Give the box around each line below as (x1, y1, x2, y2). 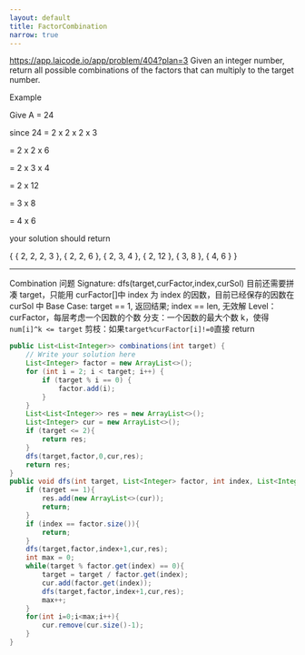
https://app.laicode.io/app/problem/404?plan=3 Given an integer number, (9, 55, 285, 66)
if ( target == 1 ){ (25, 486, 95, 495)
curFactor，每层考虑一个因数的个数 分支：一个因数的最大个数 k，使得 (9, 312, 270, 323)
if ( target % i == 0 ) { (42, 375, 132, 385)
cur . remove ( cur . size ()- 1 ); (42, 620, 144, 630)
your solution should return (9, 233, 111, 244)
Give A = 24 (9, 110, 54, 121)
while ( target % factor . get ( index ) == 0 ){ (25, 561, 184, 571)
